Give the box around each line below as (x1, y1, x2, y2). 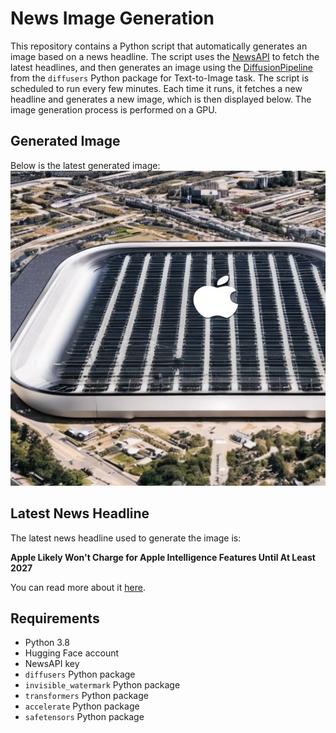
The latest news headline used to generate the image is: (10, 532, 242, 544)
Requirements (10, 610, 100, 627)
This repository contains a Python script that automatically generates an (10, 40, 308, 52)
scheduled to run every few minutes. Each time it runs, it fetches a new (10, 82, 303, 94)
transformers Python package (24, 690, 149, 702)
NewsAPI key (24, 658, 80, 670)
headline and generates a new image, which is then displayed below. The (10, 93, 312, 105)
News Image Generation (10, 7, 215, 30)
